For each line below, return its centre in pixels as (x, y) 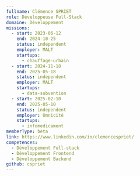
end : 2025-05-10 (36, 104)
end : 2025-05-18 (36, 72)
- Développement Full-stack (45, 148)
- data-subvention (44, 93)
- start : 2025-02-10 (36, 99)
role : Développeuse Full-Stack (44, 17)
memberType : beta (27, 132)
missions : (18, 28)
